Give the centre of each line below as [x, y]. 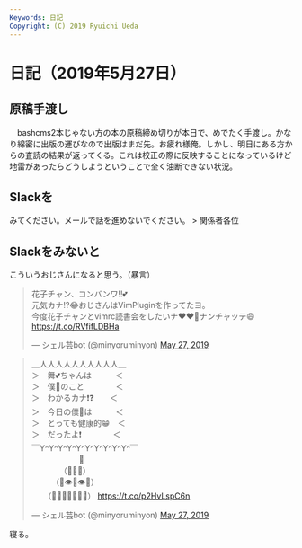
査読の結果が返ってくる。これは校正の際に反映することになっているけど [158, 155]
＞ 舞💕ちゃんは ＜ [77, 376]
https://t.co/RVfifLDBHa [75, 327]
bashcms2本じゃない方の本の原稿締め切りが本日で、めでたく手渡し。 [146, 132]
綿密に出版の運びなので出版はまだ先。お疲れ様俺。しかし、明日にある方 [151, 144]
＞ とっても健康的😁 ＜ [78, 423]
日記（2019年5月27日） [98, 73]
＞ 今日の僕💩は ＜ [77, 412]
